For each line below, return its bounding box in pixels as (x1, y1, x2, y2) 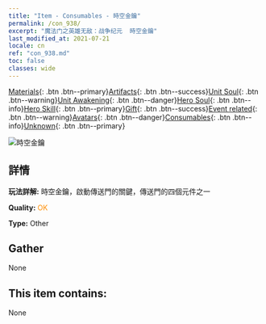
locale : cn (8, 42, 45, 50)
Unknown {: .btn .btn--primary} (23, 120, 126, 130)
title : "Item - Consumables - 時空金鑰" (8, 11, 141, 20)
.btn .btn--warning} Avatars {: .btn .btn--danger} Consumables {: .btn (8, 112, 231, 122)
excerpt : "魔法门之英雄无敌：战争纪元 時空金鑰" (8, 27, 158, 35)
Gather (8, 242, 44, 255)
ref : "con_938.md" (8, 49, 70, 57)
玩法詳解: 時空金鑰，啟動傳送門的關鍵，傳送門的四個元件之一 (8, 187, 211, 196)
